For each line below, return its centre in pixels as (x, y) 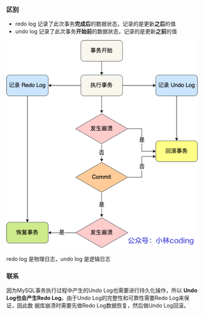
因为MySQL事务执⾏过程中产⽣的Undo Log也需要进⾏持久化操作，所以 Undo (102, 290)
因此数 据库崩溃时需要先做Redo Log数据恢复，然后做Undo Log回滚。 (103, 306)
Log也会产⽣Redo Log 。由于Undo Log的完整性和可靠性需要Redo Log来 (95, 298)
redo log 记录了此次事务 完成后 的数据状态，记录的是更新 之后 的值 (95, 24)
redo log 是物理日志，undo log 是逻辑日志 (59, 259)
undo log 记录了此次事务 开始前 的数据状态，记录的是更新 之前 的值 (96, 31)
